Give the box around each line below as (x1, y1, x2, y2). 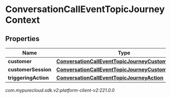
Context (5, 14, 40, 26)
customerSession (8, 66, 52, 73)
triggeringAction (8, 74, 49, 81)
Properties (5, 34, 40, 43)
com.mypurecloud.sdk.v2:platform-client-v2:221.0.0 (5, 87, 115, 93)
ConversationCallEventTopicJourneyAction (56, 74, 164, 81)
